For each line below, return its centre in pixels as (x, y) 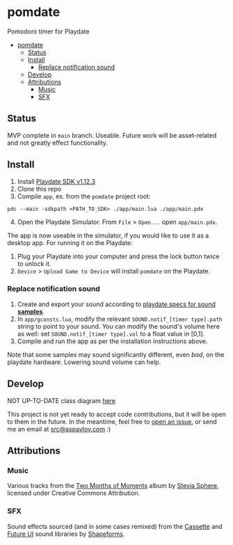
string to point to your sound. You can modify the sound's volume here (119, 326)
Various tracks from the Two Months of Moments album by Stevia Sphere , (113, 486)
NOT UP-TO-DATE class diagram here (62, 400)
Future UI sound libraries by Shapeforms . (66, 534)
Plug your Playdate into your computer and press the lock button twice (118, 256)
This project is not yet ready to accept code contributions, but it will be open (116, 414)
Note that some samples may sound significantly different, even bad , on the (116, 354)
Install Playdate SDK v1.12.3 (56, 181)
